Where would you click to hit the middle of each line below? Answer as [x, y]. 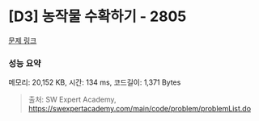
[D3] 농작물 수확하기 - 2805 [98, 17]
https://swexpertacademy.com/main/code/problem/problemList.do [140, 109]
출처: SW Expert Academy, [72, 100]
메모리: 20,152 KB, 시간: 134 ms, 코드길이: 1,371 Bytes [95, 82]
